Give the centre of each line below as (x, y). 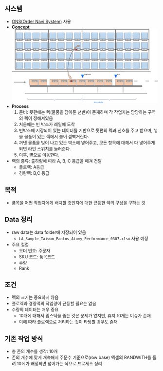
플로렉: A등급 (31, 167)
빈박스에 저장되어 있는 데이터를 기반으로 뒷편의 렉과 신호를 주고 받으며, (86, 130)
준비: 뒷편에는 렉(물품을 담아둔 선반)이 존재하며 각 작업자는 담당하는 (83, 112)
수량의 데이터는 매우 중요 (35, 309)
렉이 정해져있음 (38, 118)
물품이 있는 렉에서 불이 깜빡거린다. (57, 136)
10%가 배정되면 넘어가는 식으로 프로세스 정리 (60, 364)
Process (20, 106)
